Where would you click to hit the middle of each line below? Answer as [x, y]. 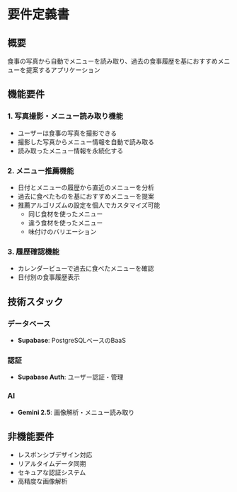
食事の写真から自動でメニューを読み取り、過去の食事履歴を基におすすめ [112, 61]
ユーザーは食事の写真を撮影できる [67, 133]
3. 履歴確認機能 [34, 252]
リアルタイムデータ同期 [52, 464]
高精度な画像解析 [42, 481]
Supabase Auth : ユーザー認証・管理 [70, 377]
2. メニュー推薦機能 [41, 170]
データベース [29, 324]
